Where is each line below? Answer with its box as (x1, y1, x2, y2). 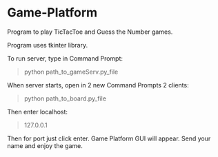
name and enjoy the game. (7, 141, 83, 149)
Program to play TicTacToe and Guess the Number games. (7, 28, 173, 36)
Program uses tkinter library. (7, 41, 88, 49)
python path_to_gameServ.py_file (23, 67, 119, 76)
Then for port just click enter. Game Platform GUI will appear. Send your (7, 134, 211, 143)
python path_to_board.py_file (23, 94, 107, 103)
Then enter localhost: (7, 107, 68, 116)
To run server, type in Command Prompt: (7, 54, 123, 63)
